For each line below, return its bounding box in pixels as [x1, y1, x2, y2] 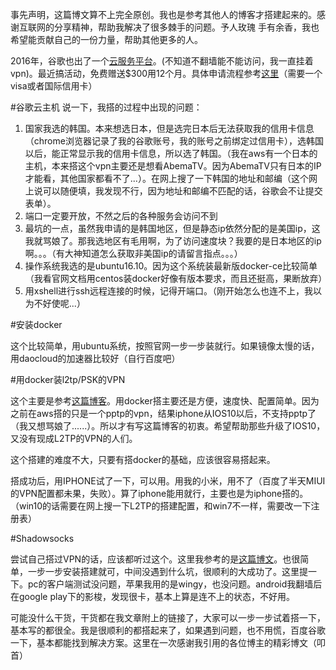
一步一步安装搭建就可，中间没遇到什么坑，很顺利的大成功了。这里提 [27, 566, 308, 577]
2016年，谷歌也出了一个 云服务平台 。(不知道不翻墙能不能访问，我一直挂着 [10, 55, 314, 67]
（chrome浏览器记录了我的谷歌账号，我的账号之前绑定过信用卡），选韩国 [24, 135, 324, 147]
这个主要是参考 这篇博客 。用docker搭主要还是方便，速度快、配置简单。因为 [10, 395, 320, 407]
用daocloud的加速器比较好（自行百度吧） [10, 353, 181, 364]
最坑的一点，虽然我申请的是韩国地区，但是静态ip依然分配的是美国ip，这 [24, 223, 321, 234]
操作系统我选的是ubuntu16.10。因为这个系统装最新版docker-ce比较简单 [24, 260, 318, 272]
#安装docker [10, 319, 63, 330]
